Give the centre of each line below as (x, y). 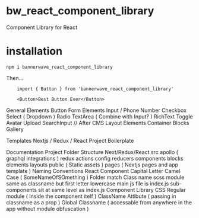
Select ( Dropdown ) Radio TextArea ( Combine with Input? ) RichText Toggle (99, 116)
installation (34, 51)
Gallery (15, 129)
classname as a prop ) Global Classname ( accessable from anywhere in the (99, 202)
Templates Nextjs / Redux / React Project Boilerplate (70, 140)
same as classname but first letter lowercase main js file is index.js (88, 183)
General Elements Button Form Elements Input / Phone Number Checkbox (97, 110)
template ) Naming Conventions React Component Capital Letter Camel (93, 171)
